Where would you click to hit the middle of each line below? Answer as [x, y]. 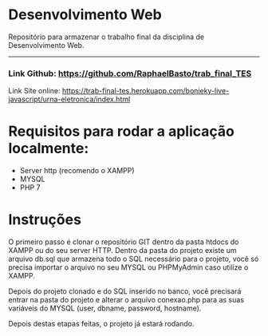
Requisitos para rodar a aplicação [122, 131]
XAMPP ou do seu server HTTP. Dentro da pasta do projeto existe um [122, 251]
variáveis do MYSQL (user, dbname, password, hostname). [105, 308]
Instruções [45, 220]
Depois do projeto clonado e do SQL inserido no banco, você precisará [125, 291]
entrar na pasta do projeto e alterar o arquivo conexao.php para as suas [126, 300]
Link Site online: [35, 91]
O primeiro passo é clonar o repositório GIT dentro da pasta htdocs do [124, 242]
